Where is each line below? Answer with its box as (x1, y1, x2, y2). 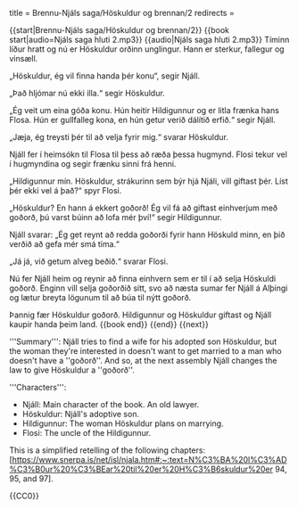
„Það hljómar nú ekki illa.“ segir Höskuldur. (9, 88, 165, 98)
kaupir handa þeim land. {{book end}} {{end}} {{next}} (9, 319, 210, 329)
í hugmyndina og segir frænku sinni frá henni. (9, 159, 177, 168)
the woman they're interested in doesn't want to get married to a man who (9, 346, 283, 356)
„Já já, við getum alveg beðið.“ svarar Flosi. (9, 256, 169, 267)
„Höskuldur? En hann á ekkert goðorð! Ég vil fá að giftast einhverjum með (9, 202, 278, 213)
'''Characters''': (9, 382, 67, 392)
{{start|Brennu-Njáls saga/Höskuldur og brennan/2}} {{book (9, 25, 230, 35)
